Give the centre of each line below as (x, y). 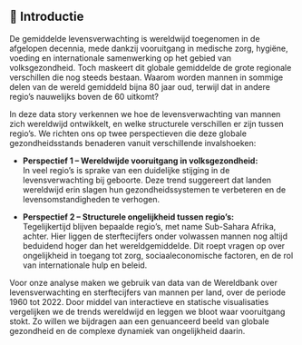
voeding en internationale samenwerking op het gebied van (121, 58)
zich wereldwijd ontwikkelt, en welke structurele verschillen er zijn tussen (146, 123)
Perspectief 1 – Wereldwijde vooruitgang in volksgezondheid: (140, 161)
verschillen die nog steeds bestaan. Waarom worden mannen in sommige (146, 77)
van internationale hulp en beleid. (85, 265)
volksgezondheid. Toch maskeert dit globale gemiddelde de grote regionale (151, 67)
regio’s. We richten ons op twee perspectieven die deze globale (128, 133)
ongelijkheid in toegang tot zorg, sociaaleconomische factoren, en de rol (158, 255)
